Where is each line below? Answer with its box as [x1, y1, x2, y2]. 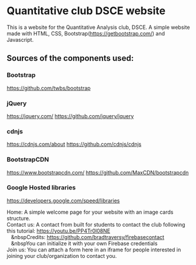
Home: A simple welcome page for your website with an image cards [6, 208, 174, 215]
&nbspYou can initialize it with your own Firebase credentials [11, 240, 158, 247]
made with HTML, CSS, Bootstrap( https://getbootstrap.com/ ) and [6, 30, 165, 37]
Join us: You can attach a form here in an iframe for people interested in [6, 246, 181, 253]
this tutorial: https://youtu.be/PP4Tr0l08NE [6, 227, 111, 234]
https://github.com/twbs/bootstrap [6, 84, 91, 91]
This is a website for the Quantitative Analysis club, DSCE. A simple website [6, 24, 190, 31]
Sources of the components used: [6, 53, 134, 63]
